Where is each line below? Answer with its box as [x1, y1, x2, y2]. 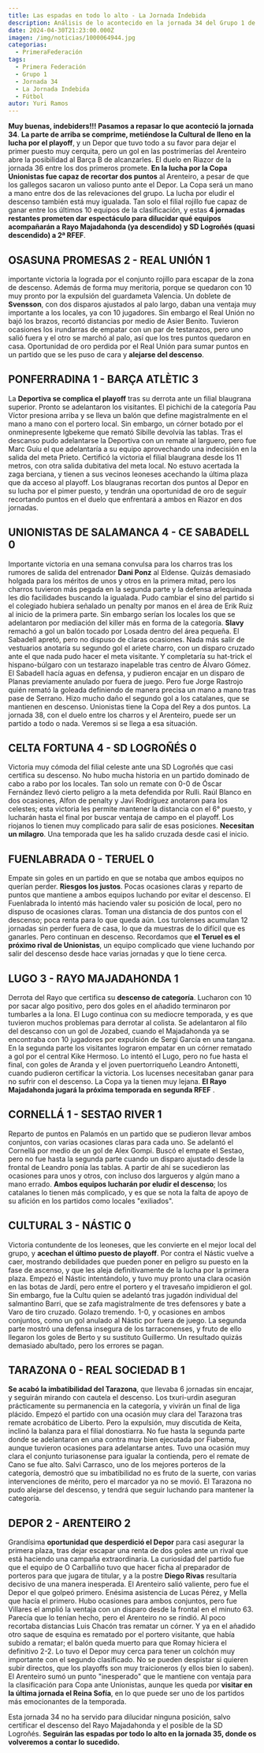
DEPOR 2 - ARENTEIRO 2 [8, 1516, 132, 1529]
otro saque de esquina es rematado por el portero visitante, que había [8, 1630, 235, 1639]
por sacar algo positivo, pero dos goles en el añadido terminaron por [8, 1001, 231, 1010]
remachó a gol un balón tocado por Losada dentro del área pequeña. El [8, 626, 240, 636]
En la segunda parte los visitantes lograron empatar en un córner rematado [8, 1044, 252, 1052]
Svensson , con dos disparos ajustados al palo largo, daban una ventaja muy [8, 299, 257, 309]
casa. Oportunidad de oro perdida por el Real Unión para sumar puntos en [8, 341, 249, 351]
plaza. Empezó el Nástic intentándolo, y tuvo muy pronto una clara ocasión [8, 1273, 251, 1283]
